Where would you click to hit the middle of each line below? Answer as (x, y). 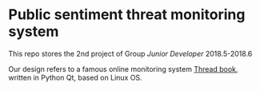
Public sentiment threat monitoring (127, 15)
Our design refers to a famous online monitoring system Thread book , (123, 68)
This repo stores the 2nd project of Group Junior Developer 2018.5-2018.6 (130, 53)
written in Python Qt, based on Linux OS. (75, 77)
